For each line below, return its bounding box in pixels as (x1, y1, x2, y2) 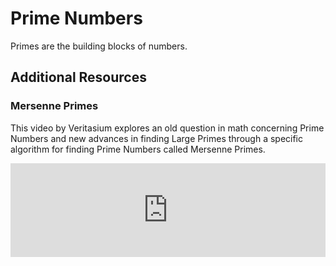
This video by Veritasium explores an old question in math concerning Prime (10, 122, 325, 134)
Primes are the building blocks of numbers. (10, 40, 188, 52)
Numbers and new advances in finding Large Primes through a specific (10, 132, 304, 144)
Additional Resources (10, 69, 147, 86)
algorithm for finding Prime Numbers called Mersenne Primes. (10, 143, 266, 155)
